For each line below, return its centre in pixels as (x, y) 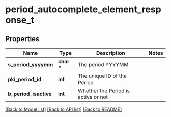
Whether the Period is (104, 91)
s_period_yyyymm (31, 65)
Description (111, 53)
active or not (93, 97)
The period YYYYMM (103, 65)
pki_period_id (25, 79)
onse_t (20, 20)
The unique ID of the (103, 76)
